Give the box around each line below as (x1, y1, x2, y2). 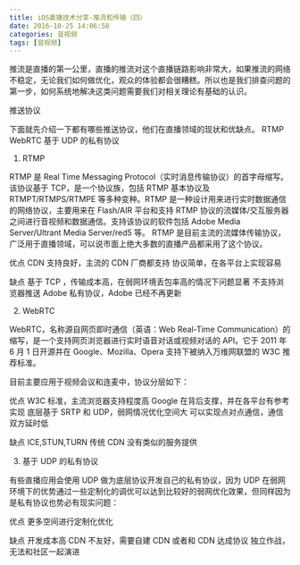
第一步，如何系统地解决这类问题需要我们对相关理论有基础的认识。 (9, 86, 252, 97)
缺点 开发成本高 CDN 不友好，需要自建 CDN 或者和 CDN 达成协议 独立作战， (9, 535, 290, 546)
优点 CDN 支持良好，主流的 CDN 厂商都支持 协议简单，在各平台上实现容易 (9, 257, 282, 268)
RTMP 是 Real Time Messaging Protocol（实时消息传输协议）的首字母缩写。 (9, 172, 288, 182)
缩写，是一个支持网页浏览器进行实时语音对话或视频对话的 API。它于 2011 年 (9, 335, 287, 346)
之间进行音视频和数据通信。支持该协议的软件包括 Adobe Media (9, 216, 241, 227)
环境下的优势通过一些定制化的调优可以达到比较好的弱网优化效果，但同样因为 (9, 486, 291, 497)
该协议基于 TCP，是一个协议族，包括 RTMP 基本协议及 (9, 182, 211, 193)
